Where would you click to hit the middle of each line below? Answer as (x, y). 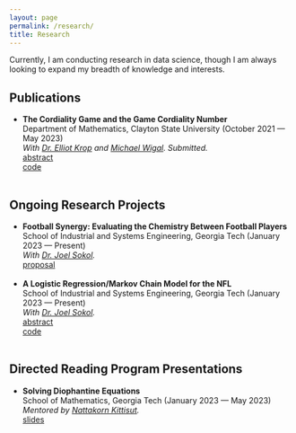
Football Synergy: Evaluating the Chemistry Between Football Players (155, 226)
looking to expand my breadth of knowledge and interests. (118, 69)
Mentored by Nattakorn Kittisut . (81, 410)
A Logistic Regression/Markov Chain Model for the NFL (127, 283)
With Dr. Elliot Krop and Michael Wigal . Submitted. (115, 148)
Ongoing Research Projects (87, 204)
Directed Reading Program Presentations (126, 369)
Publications (45, 97)
